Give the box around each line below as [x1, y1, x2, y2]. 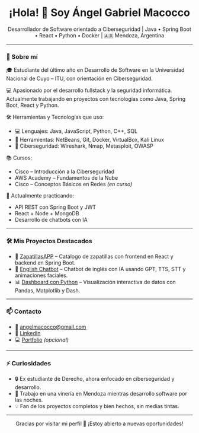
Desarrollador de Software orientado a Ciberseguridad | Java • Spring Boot [8, 26, 191, 33]
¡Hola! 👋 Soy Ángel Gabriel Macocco [8, 6, 191, 20]
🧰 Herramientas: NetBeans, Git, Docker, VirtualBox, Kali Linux [14, 136, 165, 144]
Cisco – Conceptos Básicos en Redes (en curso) [14, 181, 133, 188]
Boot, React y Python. [6, 101, 59, 109]
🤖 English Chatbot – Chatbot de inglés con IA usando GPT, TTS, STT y [14, 265, 186, 272]
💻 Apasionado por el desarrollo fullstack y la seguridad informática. [6, 87, 172, 94]
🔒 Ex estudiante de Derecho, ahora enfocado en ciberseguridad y [14, 375, 175, 383]
